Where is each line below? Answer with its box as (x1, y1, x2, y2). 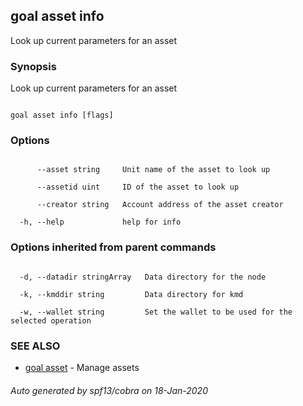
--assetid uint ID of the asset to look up (36, 182, 240, 193)
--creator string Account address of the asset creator (36, 200, 284, 210)
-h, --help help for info (19, 217, 182, 228)
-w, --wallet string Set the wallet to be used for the (19, 307, 293, 317)
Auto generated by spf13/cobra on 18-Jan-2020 (10, 384, 208, 396)
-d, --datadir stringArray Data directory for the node (19, 272, 267, 282)
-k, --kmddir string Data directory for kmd (19, 289, 244, 299)
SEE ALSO (10, 339, 61, 353)
